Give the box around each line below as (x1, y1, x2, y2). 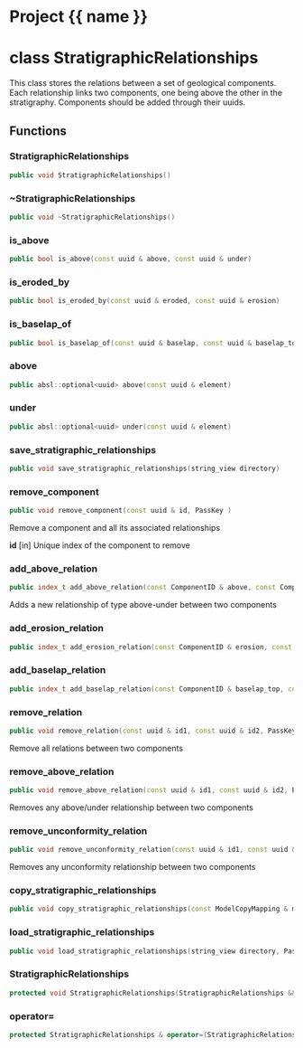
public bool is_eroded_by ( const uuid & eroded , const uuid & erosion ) (9, 297, 280, 306)
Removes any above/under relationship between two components (9, 802, 254, 813)
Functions (9, 123, 68, 138)
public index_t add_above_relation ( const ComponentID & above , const (9, 583, 277, 592)
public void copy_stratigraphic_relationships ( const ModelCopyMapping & (9, 904, 289, 914)
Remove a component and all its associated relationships (9, 523, 221, 533)
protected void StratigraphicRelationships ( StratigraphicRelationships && (9, 988, 297, 997)
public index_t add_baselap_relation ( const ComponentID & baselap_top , (9, 685, 284, 694)
